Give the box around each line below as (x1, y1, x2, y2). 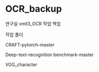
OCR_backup (5, 3, 62, 15)
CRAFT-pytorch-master (5, 41, 55, 47)
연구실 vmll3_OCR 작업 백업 (5, 20, 61, 27)
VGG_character (5, 61, 37, 67)
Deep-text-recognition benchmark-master (5, 52, 94, 58)
